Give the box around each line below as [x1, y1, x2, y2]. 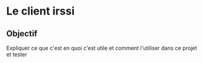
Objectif [6, 28, 38, 39]
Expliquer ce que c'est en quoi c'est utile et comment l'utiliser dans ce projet [6, 44, 198, 51]
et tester [6, 51, 27, 58]
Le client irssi [6, 4, 75, 18]
